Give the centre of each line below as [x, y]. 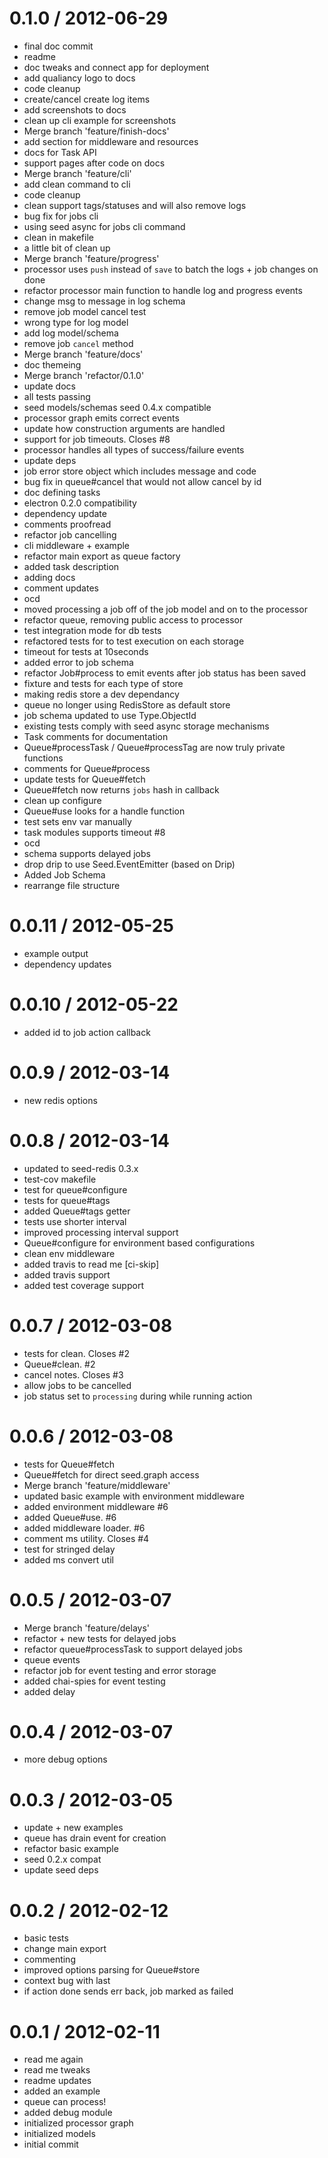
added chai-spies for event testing [94, 1681]
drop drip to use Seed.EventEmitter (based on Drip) [129, 864]
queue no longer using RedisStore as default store [127, 704]
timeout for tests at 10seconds [86, 651]
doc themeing [52, 364]
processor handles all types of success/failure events [134, 449]
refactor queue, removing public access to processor [133, 619]
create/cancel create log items [87, 99]
